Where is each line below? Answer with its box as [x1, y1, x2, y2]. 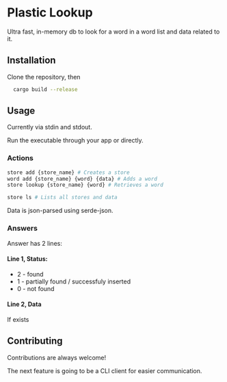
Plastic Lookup [7, 5, 94, 21]
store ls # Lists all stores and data [7, 194, 118, 201]
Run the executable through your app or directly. [7, 136, 144, 144]
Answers [7, 224, 38, 233]
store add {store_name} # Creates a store [7, 169, 130, 176]
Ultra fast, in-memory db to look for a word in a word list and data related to [7, 27, 220, 36]
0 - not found [16, 284, 55, 292]
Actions [7, 153, 34, 163]
